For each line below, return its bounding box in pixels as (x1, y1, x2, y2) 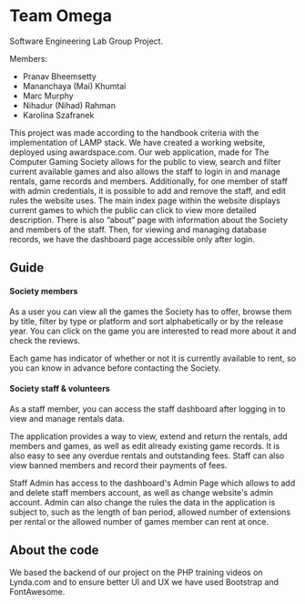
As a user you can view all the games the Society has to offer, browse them (9, 306, 292, 317)
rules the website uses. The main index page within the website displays (9, 195, 280, 206)
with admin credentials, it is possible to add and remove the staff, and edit (9, 185, 287, 196)
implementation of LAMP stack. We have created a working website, (9, 137, 266, 148)
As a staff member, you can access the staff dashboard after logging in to (9, 403, 286, 415)
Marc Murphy (22, 90, 75, 101)
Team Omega (9, 5, 112, 26)
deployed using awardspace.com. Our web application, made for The (9, 147, 269, 158)
